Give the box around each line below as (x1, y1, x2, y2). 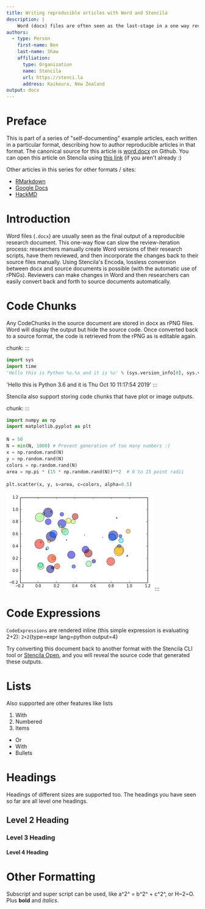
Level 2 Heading (6, 815, 69, 825)
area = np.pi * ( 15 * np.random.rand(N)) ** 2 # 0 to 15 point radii (6, 468, 184, 475)
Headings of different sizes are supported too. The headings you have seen (6, 791, 196, 798)
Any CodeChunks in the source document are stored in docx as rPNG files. (6, 319, 195, 326)
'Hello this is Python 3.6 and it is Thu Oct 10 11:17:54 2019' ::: (6, 381, 157, 388)
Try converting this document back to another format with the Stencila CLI (6, 645, 193, 652)
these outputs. (6, 658, 43, 666)
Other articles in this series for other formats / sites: (6, 166, 136, 174)
